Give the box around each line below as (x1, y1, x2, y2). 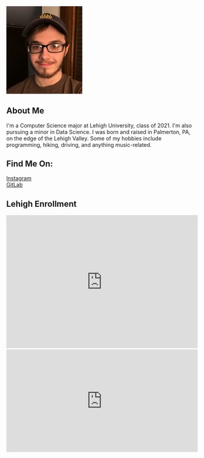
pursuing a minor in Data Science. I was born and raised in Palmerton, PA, (6, 128, 191, 135)
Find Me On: (6, 159, 53, 169)
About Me (6, 106, 44, 116)
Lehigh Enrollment (6, 198, 77, 209)
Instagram (6, 175, 32, 182)
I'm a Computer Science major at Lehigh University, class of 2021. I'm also (6, 121, 192, 129)
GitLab (6, 181, 23, 189)
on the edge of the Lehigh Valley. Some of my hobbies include (6, 135, 162, 142)
